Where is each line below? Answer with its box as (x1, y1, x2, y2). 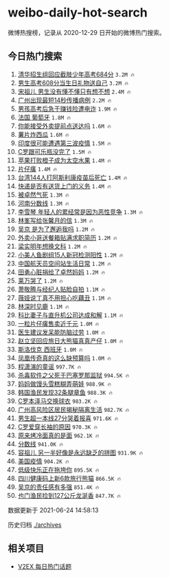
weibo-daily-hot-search (8, 5, 148, 21)
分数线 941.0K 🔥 (17, 439, 64, 448)
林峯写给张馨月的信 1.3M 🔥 (17, 216, 93, 224)
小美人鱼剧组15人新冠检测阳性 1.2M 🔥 (17, 250, 124, 259)
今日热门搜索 (8, 50, 63, 63)
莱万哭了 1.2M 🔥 (17, 276, 64, 285)
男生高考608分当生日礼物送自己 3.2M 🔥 (17, 78, 129, 87)
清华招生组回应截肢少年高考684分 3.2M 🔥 (17, 70, 135, 78)
